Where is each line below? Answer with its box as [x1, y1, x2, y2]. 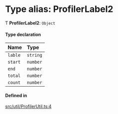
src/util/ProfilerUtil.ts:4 [5, 104, 52, 110]
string [26, 52, 42, 58]
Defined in [5, 92, 27, 98]
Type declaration [5, 31, 41, 37]
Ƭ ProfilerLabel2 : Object [5, 20, 56, 26]
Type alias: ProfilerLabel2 [5, 3, 114, 15]
